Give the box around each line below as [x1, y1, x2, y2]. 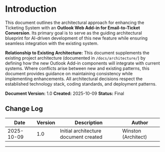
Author [131, 119, 148, 126]
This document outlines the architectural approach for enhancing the [5, 20, 144, 25]
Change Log [5, 105, 43, 113]
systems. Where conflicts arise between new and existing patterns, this [5, 65, 150, 71]
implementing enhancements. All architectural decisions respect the [5, 76, 143, 82]
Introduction [5, 3, 57, 15]
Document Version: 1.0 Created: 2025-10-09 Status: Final [5, 90, 124, 96]
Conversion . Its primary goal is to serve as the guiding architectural [5, 30, 142, 36]
